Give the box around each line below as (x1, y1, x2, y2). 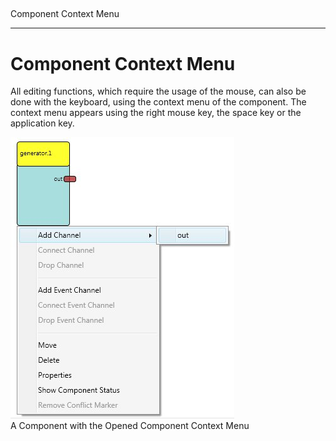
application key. (10, 117, 75, 129)
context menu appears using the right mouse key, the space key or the (10, 107, 302, 119)
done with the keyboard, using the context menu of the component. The (10, 96, 307, 108)
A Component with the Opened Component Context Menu (10, 420, 250, 432)
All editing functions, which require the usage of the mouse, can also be (10, 85, 307, 98)
